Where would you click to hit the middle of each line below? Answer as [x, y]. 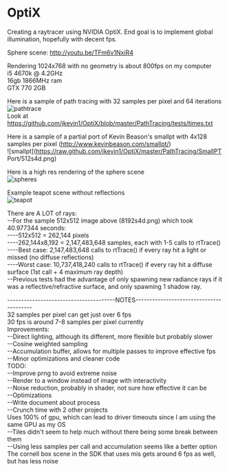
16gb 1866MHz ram [35, 80]
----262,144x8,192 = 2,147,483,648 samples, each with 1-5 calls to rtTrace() [114, 242]
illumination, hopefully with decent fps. [62, 39]
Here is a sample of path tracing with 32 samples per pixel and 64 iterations [115, 101]
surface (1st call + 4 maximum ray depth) [65, 272]
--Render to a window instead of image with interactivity [87, 380]
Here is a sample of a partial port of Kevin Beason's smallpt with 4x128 [107, 137]
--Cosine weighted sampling [47, 343]
